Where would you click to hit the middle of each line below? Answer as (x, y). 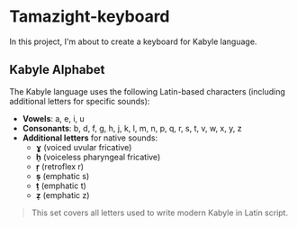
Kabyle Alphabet (57, 70)
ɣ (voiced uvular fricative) (84, 147)
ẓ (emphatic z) (63, 195)
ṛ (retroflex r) (59, 166)
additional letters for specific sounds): (80, 101)
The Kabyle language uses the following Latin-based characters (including (148, 91)
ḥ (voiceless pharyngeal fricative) (98, 157)
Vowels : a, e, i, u (54, 118)
